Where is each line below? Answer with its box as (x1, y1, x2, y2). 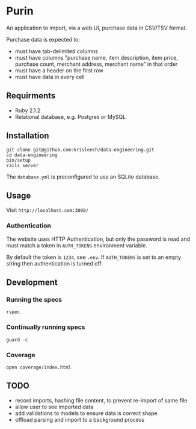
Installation (6, 131, 49, 141)
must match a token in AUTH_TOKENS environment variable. (6, 241, 147, 249)
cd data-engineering (6, 152, 58, 158)
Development (6, 278, 58, 288)
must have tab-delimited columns (14, 47, 98, 55)
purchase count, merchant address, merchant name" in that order (14, 60, 178, 68)
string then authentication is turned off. (6, 259, 103, 267)
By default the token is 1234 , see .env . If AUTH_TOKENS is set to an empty (6, 253, 182, 261)
